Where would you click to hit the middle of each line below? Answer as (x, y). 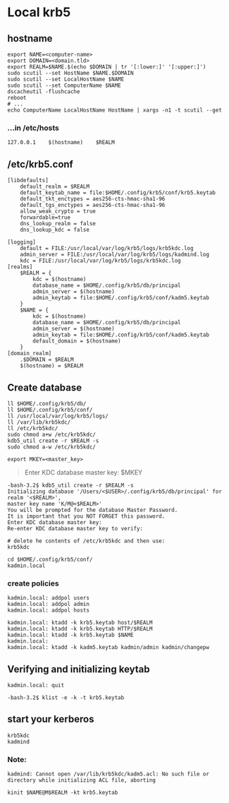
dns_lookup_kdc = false (55, 230)
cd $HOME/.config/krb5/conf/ (50, 559)
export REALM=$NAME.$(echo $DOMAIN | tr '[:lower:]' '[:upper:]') (107, 67)
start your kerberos (51, 719)
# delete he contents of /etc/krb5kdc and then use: (86, 541)
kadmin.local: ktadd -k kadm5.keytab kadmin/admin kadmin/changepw (109, 648)
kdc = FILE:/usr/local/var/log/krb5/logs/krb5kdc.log (100, 261)
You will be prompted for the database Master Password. (93, 510)
